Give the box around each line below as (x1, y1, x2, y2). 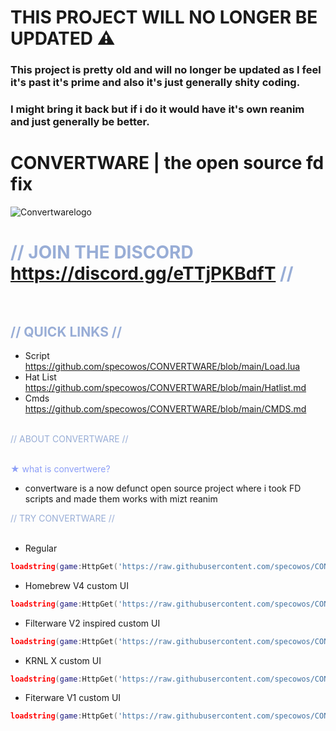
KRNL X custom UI (24, 654, 102, 666)
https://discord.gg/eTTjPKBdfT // (10, 262, 294, 285)
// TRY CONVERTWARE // (10, 512, 115, 524)
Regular (24, 542, 58, 554)
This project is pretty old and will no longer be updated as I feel (10, 63, 322, 77)
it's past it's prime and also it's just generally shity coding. (10, 76, 301, 90)
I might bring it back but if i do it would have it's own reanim (10, 102, 305, 116)
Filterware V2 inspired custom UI (24, 617, 161, 629)
